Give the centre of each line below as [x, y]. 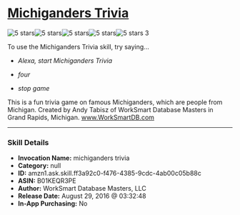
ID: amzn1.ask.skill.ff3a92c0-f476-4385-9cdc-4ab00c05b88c [109, 174]
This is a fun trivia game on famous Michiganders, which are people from [115, 102]
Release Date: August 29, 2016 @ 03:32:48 [82, 196]
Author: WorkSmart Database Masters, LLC [82, 189]
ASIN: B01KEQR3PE [47, 181]
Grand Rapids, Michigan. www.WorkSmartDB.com [81, 117]
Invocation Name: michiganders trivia [74, 158]
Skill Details [28, 142]
